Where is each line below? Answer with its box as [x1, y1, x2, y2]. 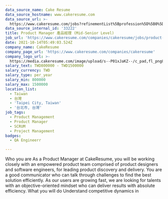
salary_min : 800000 [5, 77, 46, 82]
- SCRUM [9, 124, 26, 129]
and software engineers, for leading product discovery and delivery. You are [5, 166, 162, 173]
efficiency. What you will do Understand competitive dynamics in [5, 188, 139, 194]
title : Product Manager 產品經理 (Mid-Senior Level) [5, 31, 114, 36]
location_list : [5, 86, 37, 92]
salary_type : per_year [5, 73, 52, 78]
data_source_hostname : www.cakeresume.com [5, 12, 95, 17]
